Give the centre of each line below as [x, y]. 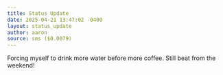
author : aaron [27, 32]
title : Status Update [38, 13]
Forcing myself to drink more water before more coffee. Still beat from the [111, 58]
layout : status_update [39, 26]
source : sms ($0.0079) [39, 39]
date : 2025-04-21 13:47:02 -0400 [55, 20]
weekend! [21, 65]
